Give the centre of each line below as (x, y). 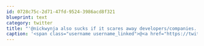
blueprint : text (27, 17)
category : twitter (29, 23)
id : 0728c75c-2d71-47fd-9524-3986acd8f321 (61, 12)
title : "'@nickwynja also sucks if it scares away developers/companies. (102, 28)
